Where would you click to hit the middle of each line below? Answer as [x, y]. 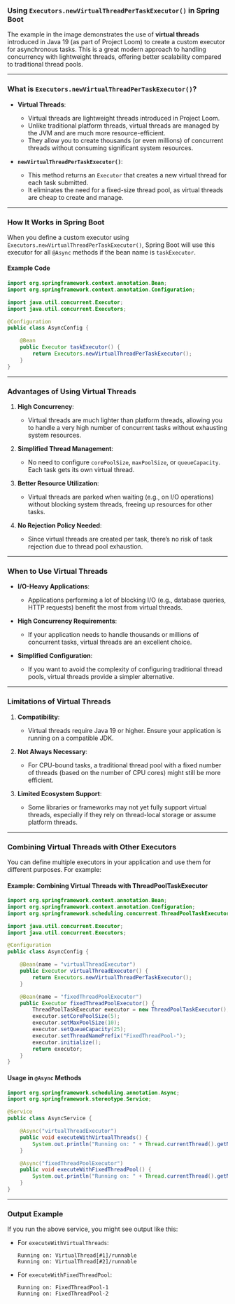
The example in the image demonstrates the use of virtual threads [103, 34]
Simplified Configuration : [55, 656]
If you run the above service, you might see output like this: [93, 1229]
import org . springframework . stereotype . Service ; [79, 1099]
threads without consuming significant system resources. [111, 148]
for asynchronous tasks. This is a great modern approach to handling [107, 49]
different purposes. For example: [54, 869]
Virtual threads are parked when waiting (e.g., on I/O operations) [121, 497]
